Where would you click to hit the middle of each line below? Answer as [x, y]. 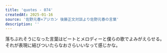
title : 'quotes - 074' [29, 10]
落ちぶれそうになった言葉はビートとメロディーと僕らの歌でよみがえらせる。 [85, 39]
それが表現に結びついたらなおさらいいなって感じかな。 [63, 45]
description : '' [22, 24]
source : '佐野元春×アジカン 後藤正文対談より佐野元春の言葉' [62, 19]
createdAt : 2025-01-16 [29, 15]
